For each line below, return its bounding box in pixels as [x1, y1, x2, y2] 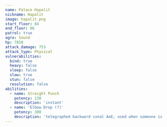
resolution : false [10, 81, 49, 86]
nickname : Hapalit [5, 12, 44, 17]
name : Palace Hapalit [5, 7, 51, 12]
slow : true [10, 72, 33, 77]
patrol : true [5, 30, 33, 35]
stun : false [10, 77, 35, 82]
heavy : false [10, 63, 37, 68]
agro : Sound [5, 35, 30, 40]
